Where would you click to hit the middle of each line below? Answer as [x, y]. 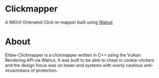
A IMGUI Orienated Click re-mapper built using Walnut [59, 22]
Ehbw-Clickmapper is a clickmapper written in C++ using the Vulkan [73, 55]
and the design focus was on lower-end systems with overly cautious [74, 65]
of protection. [44, 70]
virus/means [17, 70]
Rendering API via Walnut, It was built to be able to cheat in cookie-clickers [80, 60]
